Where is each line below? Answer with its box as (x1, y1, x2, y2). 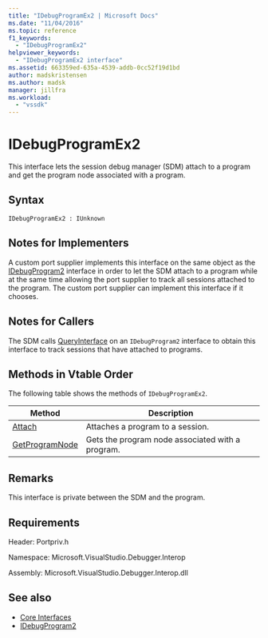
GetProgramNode (12, 439, 78, 450)
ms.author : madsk (8, 78, 66, 86)
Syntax (8, 193, 45, 207)
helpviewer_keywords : (8, 49, 81, 57)
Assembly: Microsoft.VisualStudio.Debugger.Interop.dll (8, 568, 189, 577)
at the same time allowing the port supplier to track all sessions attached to (8, 274, 255, 284)
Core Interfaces (19, 612, 72, 622)
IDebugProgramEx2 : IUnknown (8, 214, 105, 222)
